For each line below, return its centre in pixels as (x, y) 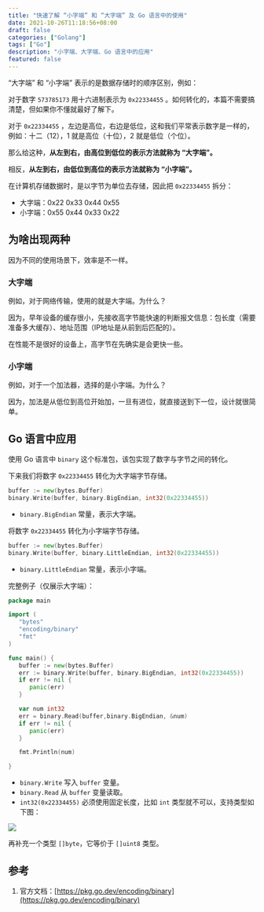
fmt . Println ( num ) (47, 752)
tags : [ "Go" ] (29, 45)
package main (29, 601)
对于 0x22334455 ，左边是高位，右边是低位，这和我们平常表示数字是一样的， (131, 126)
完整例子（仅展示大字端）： (51, 586)
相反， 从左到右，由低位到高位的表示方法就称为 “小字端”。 (102, 169)
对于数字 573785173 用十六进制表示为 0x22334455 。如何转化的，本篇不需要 (128, 99)
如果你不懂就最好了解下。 (77, 109)
